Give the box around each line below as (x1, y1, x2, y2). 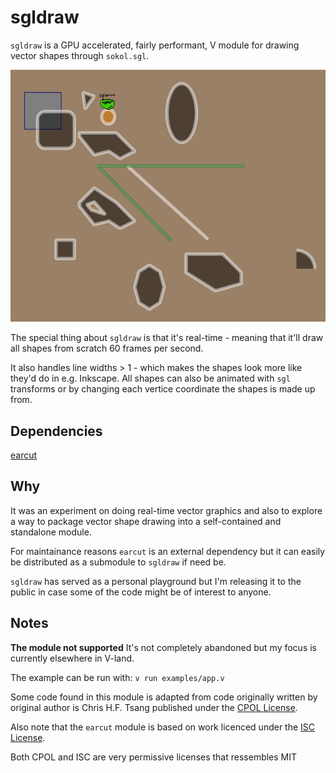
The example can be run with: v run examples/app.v (10, 671, 225, 683)
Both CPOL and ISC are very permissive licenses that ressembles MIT (10, 751, 298, 763)
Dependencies (10, 422, 103, 440)
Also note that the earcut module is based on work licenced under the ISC (10, 721, 316, 733)
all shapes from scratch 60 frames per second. (10, 342, 204, 355)
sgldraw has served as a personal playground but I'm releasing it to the (10, 575, 302, 587)
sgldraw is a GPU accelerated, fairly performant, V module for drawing (10, 39, 300, 51)
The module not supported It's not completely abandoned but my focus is (10, 641, 317, 653)
